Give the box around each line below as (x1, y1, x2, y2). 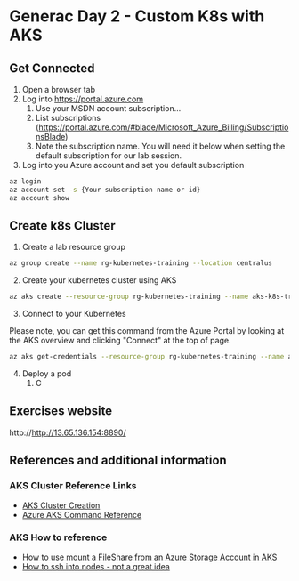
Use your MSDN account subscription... (35, 103, 182, 113)
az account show (9, 193, 69, 202)
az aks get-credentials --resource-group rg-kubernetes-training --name (9, 352, 285, 361)
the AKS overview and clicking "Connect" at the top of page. (9, 335, 231, 346)
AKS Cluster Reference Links (9, 480, 137, 492)
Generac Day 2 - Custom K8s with (9, 6, 265, 27)
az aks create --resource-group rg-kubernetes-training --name (9, 292, 249, 302)
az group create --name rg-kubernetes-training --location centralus (9, 259, 273, 268)
